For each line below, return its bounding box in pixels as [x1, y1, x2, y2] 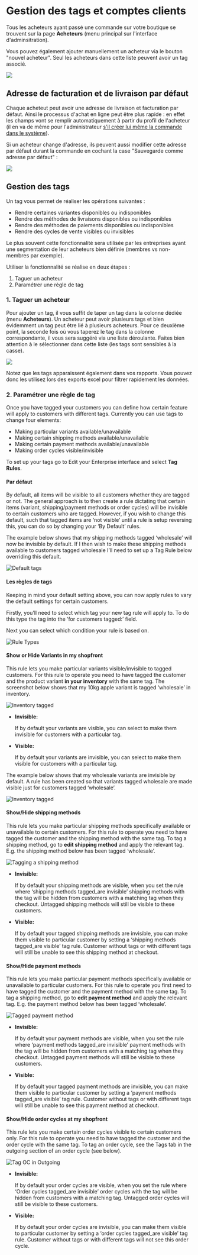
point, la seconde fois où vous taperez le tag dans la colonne [6, 328, 154, 335]
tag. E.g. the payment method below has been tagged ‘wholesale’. [6, 1001, 167, 1008]
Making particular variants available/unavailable [14, 428, 131, 435]
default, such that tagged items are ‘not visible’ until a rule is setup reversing [6, 517, 192, 524]
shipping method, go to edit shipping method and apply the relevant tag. [6, 841, 184, 848]
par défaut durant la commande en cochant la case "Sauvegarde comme [6, 147, 183, 154]
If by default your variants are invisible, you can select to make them [14, 753, 181, 761]
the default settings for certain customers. [6, 598, 109, 605]
